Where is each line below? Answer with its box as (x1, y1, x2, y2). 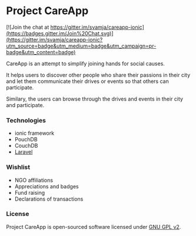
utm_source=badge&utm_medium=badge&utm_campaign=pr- (6, 42, 157, 49)
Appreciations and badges (14, 182, 79, 190)
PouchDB (14, 136, 38, 143)
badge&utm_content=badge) (6, 48, 76, 55)
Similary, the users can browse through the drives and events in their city (6, 95, 184, 102)
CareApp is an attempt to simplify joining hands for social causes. (6, 60, 165, 67)
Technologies (6, 116, 46, 124)
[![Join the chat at (6, 24, 49, 31)
